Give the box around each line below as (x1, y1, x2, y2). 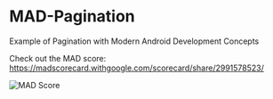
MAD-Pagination (9, 6, 135, 27)
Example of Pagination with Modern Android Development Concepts (9, 36, 260, 46)
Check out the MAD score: (9, 53, 107, 63)
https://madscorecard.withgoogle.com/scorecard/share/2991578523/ (9, 62, 265, 73)
